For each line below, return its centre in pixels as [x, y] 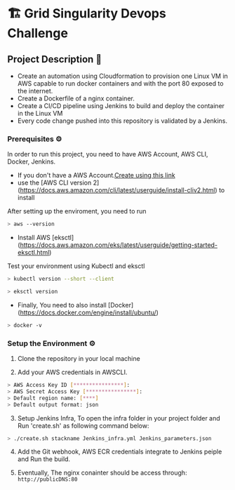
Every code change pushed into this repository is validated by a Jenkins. [122, 121]
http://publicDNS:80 [47, 479]
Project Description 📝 [55, 59]
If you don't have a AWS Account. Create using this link [96, 176]
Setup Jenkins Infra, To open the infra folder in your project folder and [119, 418]
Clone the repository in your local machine [79, 359]
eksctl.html [33, 253]
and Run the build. [44, 459]
